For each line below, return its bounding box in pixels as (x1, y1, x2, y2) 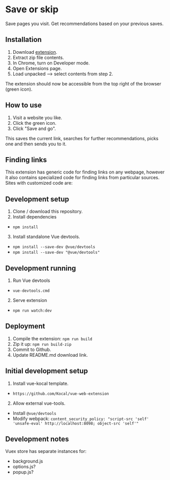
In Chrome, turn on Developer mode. (12, 60, 90, 66)
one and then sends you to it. (5, 141, 67, 147)
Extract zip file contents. (12, 54, 64, 60)
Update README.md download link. (12, 352, 88, 358)
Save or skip (5, 4, 59, 15)
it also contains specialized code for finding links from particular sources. (5, 174, 160, 181)
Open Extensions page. (12, 65, 62, 71)
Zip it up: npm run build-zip (12, 341, 71, 347)
